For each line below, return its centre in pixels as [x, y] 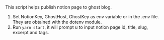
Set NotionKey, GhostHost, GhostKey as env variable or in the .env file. [86, 17]
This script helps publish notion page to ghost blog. [59, 7]
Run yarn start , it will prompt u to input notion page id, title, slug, [80, 27]
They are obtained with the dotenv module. [57, 22]
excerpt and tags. [31, 32]
